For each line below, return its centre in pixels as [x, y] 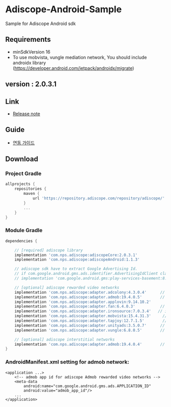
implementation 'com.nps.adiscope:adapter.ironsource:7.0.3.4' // [89, 311]
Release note [26, 114]
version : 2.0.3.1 [31, 84]
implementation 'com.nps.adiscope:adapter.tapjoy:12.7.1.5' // [91, 321]
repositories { [31, 189]
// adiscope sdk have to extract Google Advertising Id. [76, 269]
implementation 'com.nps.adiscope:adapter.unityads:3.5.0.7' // [90, 325]
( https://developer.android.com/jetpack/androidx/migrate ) [73, 68]
